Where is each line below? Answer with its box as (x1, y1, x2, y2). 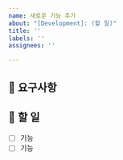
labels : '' (8, 34, 45, 43)
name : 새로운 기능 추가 (8, 11, 76, 20)
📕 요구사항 (8, 80, 58, 94)
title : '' (8, 27, 42, 35)
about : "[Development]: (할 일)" (8, 19, 117, 27)
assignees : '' (8, 42, 56, 50)
